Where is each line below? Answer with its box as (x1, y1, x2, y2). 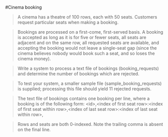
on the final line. (17, 126, 51, 132)
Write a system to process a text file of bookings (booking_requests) (17, 65, 159, 71)
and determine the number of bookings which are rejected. (17, 71, 139, 77)
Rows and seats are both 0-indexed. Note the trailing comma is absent (17, 121, 163, 127)
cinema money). (17, 56, 51, 62)
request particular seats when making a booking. (17, 20, 119, 25)
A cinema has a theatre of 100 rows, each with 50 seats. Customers (17, 14, 157, 20)
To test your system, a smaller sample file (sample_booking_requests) (17, 80, 162, 86)
